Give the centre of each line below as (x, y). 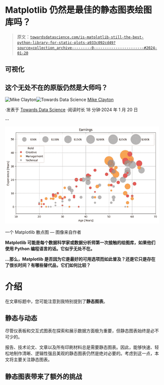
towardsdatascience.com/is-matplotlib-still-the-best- (87, 37)
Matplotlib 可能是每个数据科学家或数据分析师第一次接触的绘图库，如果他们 (80, 242)
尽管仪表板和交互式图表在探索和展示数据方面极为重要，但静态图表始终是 (78, 331)
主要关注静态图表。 (33, 360)
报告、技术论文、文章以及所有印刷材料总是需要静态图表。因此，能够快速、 (80, 347)
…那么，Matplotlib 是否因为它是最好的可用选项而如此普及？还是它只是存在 (80, 259)
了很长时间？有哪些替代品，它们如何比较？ (48, 265)
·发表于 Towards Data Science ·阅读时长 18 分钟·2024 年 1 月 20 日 (72, 110)
